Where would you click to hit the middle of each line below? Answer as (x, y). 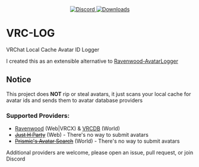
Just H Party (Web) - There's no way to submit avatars (81, 135)
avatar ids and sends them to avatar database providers (75, 100)
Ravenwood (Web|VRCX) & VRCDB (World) (67, 129)
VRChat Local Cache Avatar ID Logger (53, 49)
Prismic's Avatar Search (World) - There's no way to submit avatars (97, 141)
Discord (16, 159)
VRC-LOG (31, 33)
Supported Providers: (38, 115)
